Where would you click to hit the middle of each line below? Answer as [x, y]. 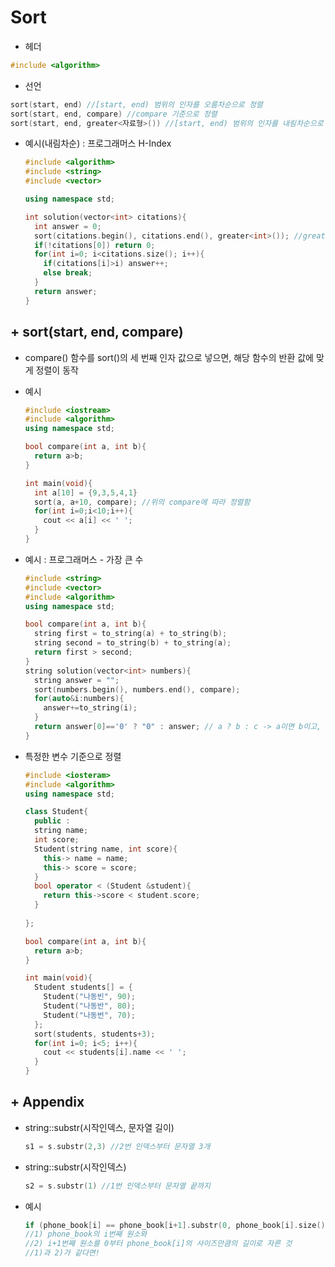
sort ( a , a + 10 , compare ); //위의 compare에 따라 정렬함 [142, 502]
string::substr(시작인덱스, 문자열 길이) [99, 1127]
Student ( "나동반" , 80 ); [89, 1006]
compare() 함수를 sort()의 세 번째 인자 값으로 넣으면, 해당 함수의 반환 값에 [169, 357]
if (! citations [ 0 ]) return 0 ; [95, 245]
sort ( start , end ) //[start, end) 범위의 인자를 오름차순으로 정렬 [136, 104]
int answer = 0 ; [68, 226]
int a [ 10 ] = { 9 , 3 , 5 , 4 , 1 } [86, 492]
